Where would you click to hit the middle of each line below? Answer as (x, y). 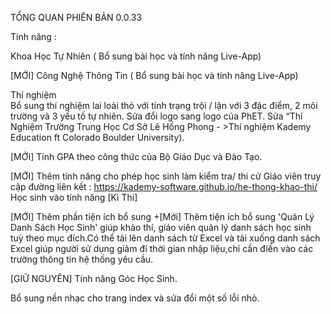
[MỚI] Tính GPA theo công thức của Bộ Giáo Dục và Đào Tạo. (136, 156)
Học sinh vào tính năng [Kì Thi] (74, 197)
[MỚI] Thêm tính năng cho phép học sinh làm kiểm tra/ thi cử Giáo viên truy (166, 176)
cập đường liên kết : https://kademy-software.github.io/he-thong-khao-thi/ (164, 186)
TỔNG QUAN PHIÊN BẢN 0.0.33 (76, 17)
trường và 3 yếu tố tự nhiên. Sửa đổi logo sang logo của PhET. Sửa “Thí (156, 116)
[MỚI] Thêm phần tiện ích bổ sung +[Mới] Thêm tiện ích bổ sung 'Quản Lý (162, 216)
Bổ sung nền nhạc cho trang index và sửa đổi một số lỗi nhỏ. (135, 298)
